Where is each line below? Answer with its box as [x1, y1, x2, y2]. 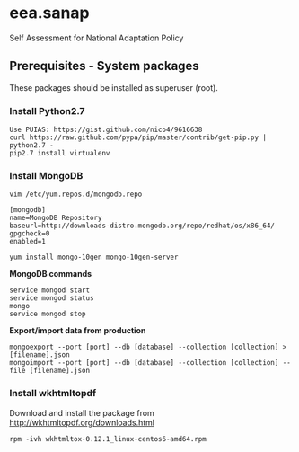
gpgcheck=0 [9, 229, 50, 238]
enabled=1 [9, 237, 47, 246]
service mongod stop [9, 309, 87, 319]
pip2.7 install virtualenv [9, 149, 110, 158]
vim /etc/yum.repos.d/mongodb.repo [9, 190, 143, 199]
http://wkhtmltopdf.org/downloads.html [9, 417, 155, 428]
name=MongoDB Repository [9, 214, 102, 223]
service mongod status [9, 294, 94, 303]
